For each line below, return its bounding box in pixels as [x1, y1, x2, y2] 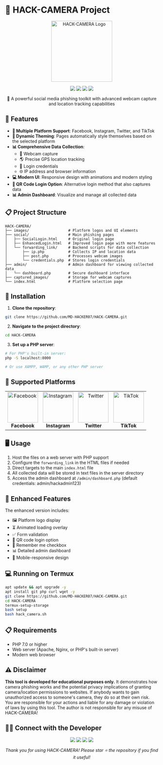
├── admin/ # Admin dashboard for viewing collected [5, 262, 153, 267]
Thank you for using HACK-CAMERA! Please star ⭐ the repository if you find [5, 747, 158, 753]
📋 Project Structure [5, 208, 67, 217]
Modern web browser [12, 652, 56, 657]
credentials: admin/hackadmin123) [12, 481, 81, 486]
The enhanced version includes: [5, 507, 70, 513]
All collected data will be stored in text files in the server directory [12, 470, 144, 476]
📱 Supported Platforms [5, 378, 76, 386]
